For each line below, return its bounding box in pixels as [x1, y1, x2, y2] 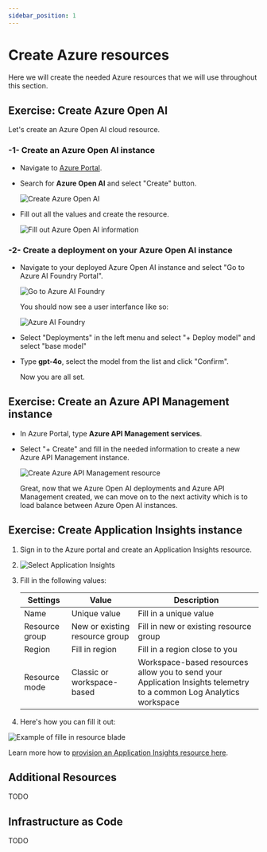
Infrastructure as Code [8, 815, 123, 828]
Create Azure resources [8, 45, 169, 64]
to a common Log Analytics [137, 686, 240, 698]
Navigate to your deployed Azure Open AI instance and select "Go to [19, 262, 245, 272]
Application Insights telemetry [137, 676, 250, 687]
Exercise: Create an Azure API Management [8, 395, 230, 408]
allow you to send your [137, 666, 222, 678]
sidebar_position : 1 [8, 11, 77, 20]
